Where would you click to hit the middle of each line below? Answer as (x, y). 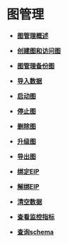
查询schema (35, 232)
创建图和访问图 (39, 50)
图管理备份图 (35, 65)
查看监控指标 (35, 217)
